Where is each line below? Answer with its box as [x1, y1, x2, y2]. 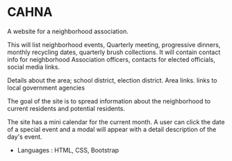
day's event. [7, 133, 43, 141]
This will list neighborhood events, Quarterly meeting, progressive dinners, [7, 40, 221, 49]
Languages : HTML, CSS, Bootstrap [17, 146, 119, 154]
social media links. [7, 62, 60, 71]
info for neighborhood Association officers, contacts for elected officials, [7, 55, 215, 63]
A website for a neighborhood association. [7, 27, 129, 35]
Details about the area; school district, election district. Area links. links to [7, 76, 217, 84]
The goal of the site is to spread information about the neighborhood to [7, 96, 210, 105]
